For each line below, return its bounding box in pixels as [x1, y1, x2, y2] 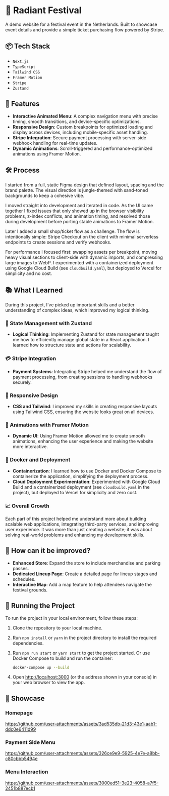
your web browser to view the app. [12, 680, 85, 686]
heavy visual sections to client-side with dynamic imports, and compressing [5, 254, 163, 260]
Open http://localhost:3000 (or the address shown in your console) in [12, 674, 157, 680]
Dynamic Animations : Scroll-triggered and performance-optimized [12, 145, 153, 151]
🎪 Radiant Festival [5, 5, 82, 16]
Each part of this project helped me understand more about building [5, 515, 146, 522]
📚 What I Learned [5, 286, 63, 294]
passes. [12, 565, 29, 571]
